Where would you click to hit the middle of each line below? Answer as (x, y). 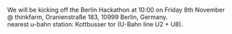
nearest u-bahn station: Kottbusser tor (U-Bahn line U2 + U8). (95, 24)
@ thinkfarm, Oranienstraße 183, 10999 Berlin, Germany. (88, 17)
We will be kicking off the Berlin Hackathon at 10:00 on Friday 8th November (116, 10)
